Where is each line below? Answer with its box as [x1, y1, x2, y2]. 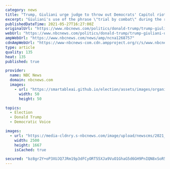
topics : [5, 105, 22, 110]
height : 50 [18, 96, 42, 101]
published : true [5, 59, 39, 64]
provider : [5, 68, 26, 73]
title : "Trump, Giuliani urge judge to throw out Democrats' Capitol [5, 12, 155, 17]
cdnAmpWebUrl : [5, 40, 35, 45]
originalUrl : [5, 26, 33, 31]
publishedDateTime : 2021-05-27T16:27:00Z [5, 21, 94, 27]
